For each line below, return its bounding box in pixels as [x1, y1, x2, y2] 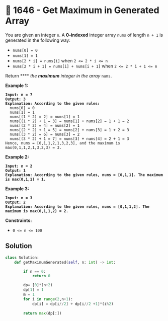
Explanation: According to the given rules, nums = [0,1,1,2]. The [5, 204, 150, 209]
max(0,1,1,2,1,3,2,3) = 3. [5, 145, 62, 150]
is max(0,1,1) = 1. [5, 177, 46, 182]
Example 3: [5, 186, 29, 192]
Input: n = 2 [5, 164, 33, 169]
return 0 [32, 274, 51, 279]
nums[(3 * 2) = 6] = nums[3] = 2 [10, 132, 80, 137]
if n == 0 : [23, 269, 46, 274]
